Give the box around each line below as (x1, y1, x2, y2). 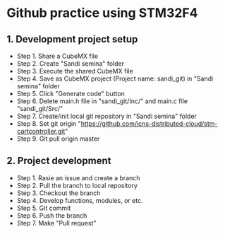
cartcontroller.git (16, 127, 66, 135)
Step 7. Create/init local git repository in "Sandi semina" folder (16, 112, 197, 120)
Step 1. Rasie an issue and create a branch (16, 173, 140, 182)
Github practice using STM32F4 (6, 5, 198, 21)
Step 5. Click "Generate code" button (16, 90, 125, 98)
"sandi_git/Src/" (16, 105, 63, 112)
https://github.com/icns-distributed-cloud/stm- (80, 119, 218, 128)
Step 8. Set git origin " (16, 119, 82, 128)
